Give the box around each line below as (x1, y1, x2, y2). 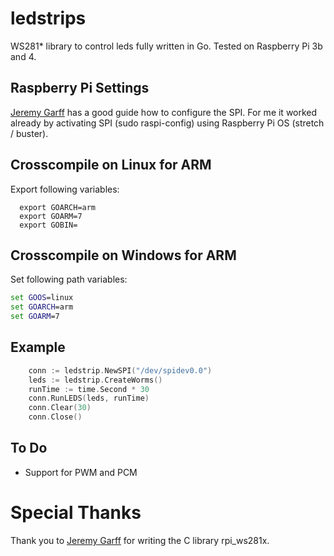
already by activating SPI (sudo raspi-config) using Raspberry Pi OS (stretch (10, 117, 325, 129)
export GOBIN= (19, 220, 78, 230)
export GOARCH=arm (19, 202, 97, 212)
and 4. (10, 50, 37, 62)
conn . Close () (28, 412, 83, 422)
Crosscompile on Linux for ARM (10, 157, 212, 174)
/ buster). (10, 127, 49, 139)
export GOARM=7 (19, 211, 83, 221)
